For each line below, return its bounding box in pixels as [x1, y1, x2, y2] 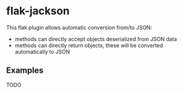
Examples [6, 66, 44, 76]
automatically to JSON [14, 48, 70, 55]
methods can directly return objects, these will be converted [14, 42, 163, 49]
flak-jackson [6, 4, 70, 18]
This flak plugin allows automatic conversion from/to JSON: [6, 24, 152, 31]
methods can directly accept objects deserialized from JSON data [14, 35, 177, 42]
